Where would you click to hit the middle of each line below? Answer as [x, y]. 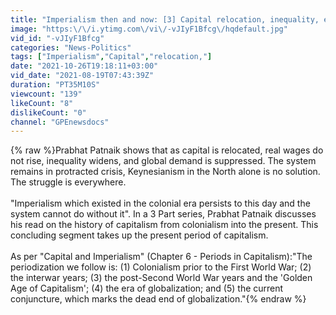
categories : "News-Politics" [71, 47]
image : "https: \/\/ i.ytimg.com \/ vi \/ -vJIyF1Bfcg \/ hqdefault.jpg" [149, 29]
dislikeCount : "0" [48, 112]
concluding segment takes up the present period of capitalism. [139, 235]
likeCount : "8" [42, 103]
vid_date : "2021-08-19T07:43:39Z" [82, 76]
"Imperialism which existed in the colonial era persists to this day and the [160, 203]
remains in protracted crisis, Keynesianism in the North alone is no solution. [165, 172]
